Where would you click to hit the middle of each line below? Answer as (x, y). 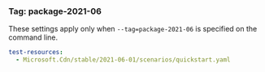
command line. (33, 37)
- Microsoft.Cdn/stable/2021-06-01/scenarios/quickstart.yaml (123, 60)
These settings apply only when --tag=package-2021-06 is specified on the (133, 29)
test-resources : (36, 53)
